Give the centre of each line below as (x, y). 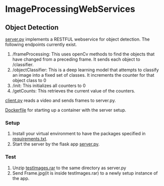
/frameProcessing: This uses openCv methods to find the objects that (83, 54)
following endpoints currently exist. (41, 45)
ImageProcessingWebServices (70, 9)
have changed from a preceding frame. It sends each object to (76, 59)
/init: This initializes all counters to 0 (49, 86)
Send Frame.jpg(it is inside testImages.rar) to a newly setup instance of (85, 173)
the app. (21, 178)
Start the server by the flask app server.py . (56, 144)
